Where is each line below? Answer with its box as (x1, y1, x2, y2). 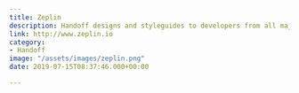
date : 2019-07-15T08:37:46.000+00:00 (9, 63, 149, 72)
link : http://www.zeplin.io (9, 29, 114, 38)
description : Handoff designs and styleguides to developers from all (9, 21, 277, 30)
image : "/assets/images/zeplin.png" (9, 54, 145, 63)
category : (9, 37, 46, 47)
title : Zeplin (9, 12, 62, 22)
